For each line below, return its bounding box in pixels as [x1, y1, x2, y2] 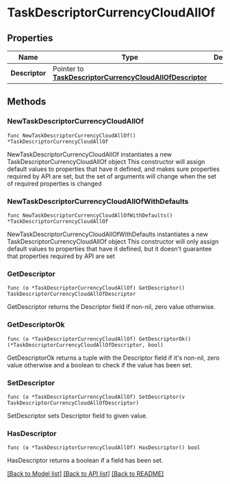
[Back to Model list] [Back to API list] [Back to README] [7, 470, 164, 478]
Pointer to [52, 64, 84, 73]
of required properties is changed [7, 179, 102, 187]
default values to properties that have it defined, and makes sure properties [7, 165, 220, 173]
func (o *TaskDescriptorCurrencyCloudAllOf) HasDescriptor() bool [7, 444, 201, 451]
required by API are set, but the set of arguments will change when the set [7, 172, 217, 180]
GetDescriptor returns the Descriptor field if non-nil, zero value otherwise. [7, 303, 216, 311]
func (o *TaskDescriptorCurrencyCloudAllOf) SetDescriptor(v [7, 393, 186, 400]
